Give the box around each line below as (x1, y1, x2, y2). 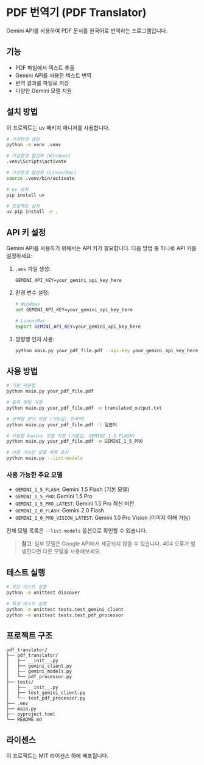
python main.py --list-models (6, 455, 83, 462)
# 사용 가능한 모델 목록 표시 (6, 449, 69, 456)
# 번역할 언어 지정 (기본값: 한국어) (6, 416, 85, 422)
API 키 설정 (6, 227, 46, 237)
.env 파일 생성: (15, 265, 51, 273)
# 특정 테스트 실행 (6, 601, 47, 607)
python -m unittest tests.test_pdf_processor (6, 612, 124, 618)
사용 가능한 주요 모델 (6, 470, 63, 479)
